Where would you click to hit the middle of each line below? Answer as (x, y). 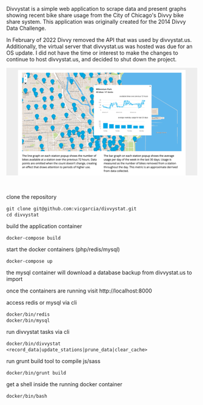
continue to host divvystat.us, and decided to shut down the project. (92, 59)
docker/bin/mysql (28, 320)
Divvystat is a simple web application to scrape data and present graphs (96, 9)
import (15, 279)
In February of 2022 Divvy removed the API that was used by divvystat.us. (99, 40)
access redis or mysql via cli (42, 303)
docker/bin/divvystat (34, 344)
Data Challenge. (26, 28)
